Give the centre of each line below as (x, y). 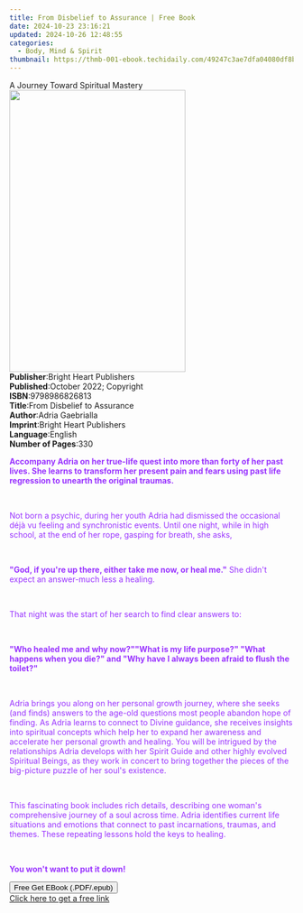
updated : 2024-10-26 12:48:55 (66, 34)
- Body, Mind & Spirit (60, 51)
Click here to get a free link (60, 898)
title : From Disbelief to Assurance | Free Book (102, 18)
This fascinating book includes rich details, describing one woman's (136, 805)
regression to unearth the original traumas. (92, 480)
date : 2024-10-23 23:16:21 (60, 26)
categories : (32, 43)
